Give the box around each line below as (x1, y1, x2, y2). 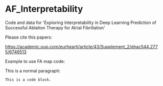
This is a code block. (5, 77, 51, 82)
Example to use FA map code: (5, 58, 65, 64)
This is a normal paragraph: (5, 67, 61, 74)
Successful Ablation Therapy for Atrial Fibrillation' (5, 24, 105, 30)
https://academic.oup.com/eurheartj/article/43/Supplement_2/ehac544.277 (5, 43, 158, 49)
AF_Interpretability (5, 3, 83, 15)
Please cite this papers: (5, 34, 52, 40)
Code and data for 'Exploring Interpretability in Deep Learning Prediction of (5, 20, 157, 25)
